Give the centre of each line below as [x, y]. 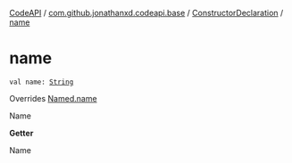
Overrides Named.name [53, 98]
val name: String [42, 82]
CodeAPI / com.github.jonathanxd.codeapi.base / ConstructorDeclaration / [146, 13]
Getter [21, 133]
